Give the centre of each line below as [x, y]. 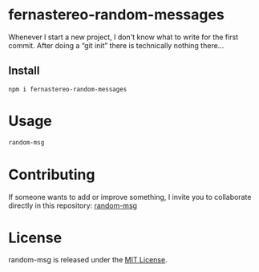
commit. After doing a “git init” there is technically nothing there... [116, 45]
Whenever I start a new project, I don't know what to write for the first [123, 37]
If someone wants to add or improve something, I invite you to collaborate [130, 197]
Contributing [52, 175]
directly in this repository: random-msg [73, 205]
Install [24, 71]
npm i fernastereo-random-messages [68, 89]
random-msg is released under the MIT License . [88, 260]
